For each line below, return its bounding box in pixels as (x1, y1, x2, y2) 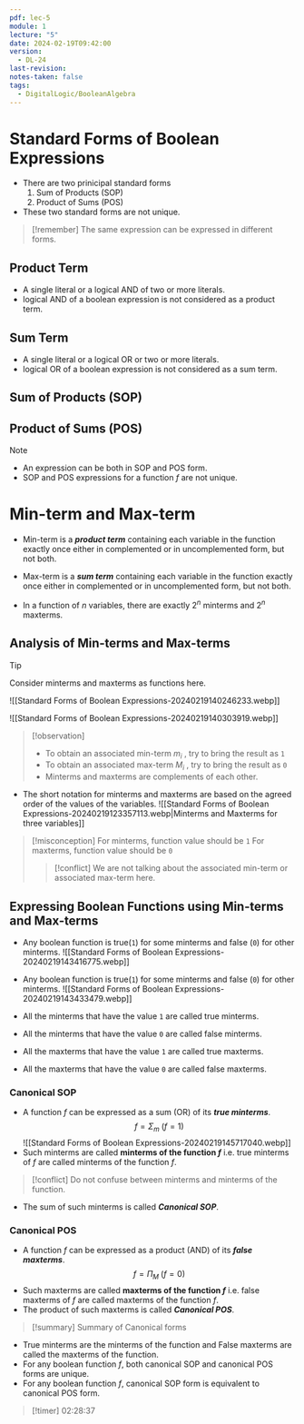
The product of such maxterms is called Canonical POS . (22, 1304, 235, 1315)
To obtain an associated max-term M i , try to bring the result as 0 (44, 759, 288, 773)
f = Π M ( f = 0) (132, 1269, 186, 1281)
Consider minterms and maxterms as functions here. (9, 677, 207, 688)
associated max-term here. (54, 873, 156, 884)
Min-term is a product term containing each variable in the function (22, 534, 276, 545)
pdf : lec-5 (9, 13, 51, 23)
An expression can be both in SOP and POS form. (22, 462, 208, 473)
